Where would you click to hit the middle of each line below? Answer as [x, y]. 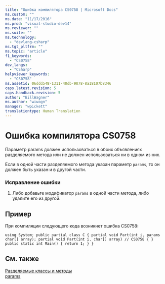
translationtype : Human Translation [43, 111]
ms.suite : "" [19, 33]
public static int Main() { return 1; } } [49, 243]
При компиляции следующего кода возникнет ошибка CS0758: [72, 226]
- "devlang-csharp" [30, 42]
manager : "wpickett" [26, 107]
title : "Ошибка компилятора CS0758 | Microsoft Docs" [62, 10]
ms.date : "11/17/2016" [28, 19]
